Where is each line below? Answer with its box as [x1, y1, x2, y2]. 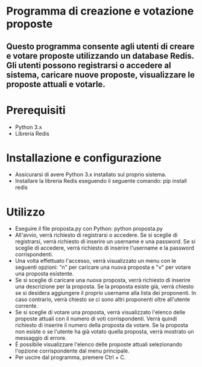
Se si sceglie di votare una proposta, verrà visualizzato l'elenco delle [14, 309, 186, 316]
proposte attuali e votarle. [6, 79, 106, 89]
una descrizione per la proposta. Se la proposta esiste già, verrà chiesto [14, 283, 194, 290]
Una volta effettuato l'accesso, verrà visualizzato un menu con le [14, 257, 177, 265]
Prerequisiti [6, 103, 66, 117]
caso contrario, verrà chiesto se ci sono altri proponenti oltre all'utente [14, 296, 191, 303]
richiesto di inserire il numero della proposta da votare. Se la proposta [14, 322, 189, 329]
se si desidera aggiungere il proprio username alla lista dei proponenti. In [14, 289, 197, 297]
